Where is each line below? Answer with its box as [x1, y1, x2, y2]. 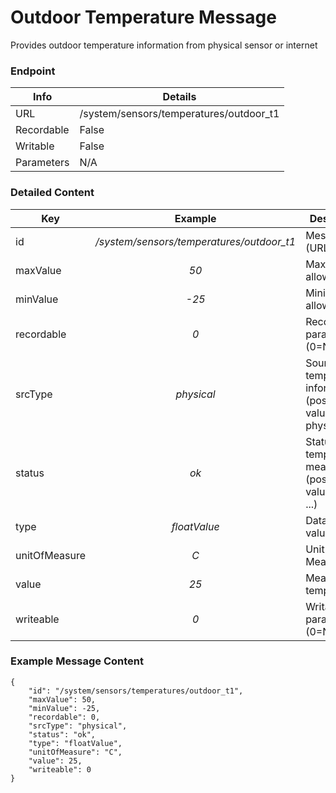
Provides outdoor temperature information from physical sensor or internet [10, 39, 318, 51]
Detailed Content [10, 186, 95, 200]
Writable [15, 139, 55, 153]
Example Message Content [10, 654, 145, 668]
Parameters [15, 156, 70, 170]
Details [162, 90, 197, 104]
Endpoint [10, 64, 56, 78]
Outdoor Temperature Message [10, 6, 277, 29]
